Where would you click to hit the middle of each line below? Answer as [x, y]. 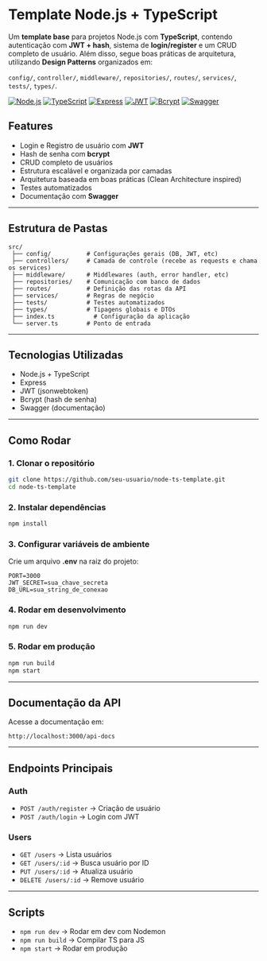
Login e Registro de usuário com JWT [82, 145]
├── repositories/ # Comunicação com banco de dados [106, 281]
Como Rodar [40, 440]
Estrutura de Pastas [58, 229]
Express [33, 382]
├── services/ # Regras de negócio [83, 296]
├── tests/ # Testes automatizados [88, 302]
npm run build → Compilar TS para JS [82, 940]
